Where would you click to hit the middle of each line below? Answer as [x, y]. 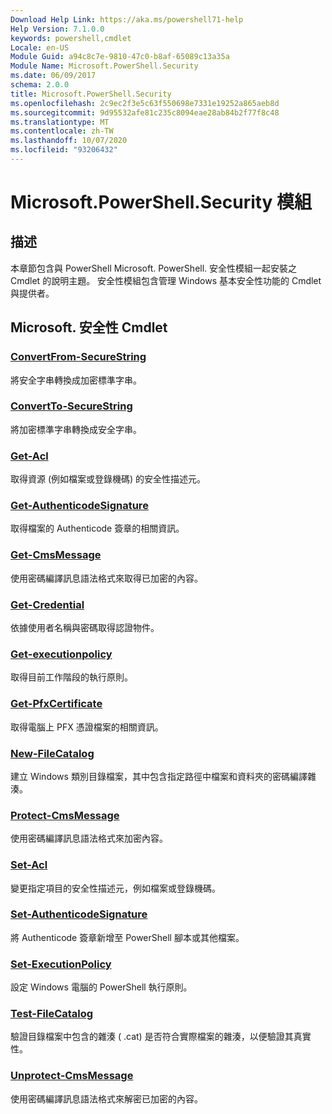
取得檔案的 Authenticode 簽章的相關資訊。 [97, 528]
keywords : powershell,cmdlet [71, 38]
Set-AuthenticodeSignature [79, 914]
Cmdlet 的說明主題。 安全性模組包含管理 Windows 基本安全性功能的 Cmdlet [166, 280]
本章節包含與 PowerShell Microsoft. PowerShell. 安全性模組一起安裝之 [154, 268]
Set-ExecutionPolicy [61, 964]
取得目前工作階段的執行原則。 [71, 677]
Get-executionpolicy [61, 654]
